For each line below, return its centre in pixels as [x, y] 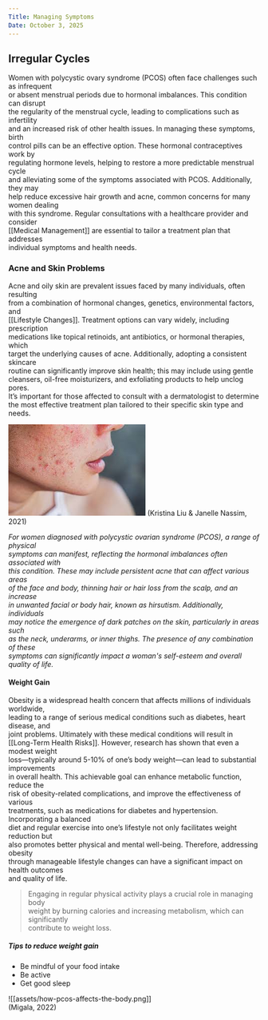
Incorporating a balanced [50, 819]
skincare [22, 362]
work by [22, 154]
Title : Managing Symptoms [51, 17]
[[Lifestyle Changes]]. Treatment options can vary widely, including [119, 319]
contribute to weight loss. [69, 927]
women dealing [33, 205]
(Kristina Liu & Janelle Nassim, [197, 513]
